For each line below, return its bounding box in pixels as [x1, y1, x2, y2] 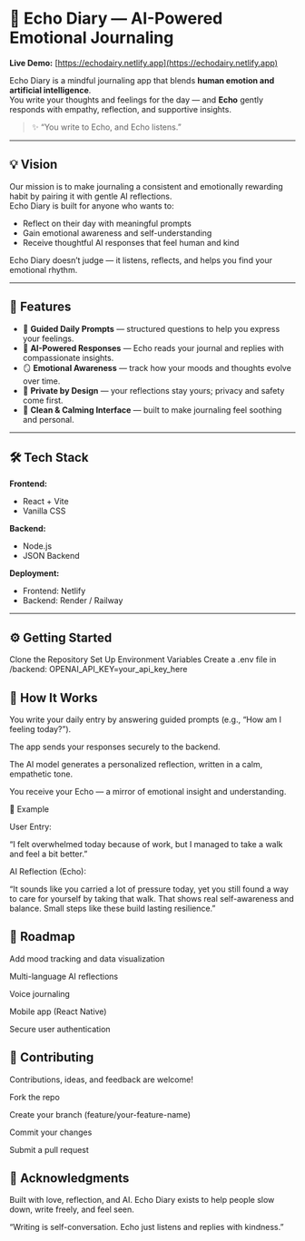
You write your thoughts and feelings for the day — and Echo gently [9, 94, 264, 105]
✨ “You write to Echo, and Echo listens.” [31, 122, 182, 132]
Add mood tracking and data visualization [9, 953, 165, 964]
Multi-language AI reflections [9, 971, 119, 982]
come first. [22, 395, 64, 406]
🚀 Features [9, 299, 72, 315]
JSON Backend [22, 551, 80, 562]
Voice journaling [9, 988, 71, 999]
